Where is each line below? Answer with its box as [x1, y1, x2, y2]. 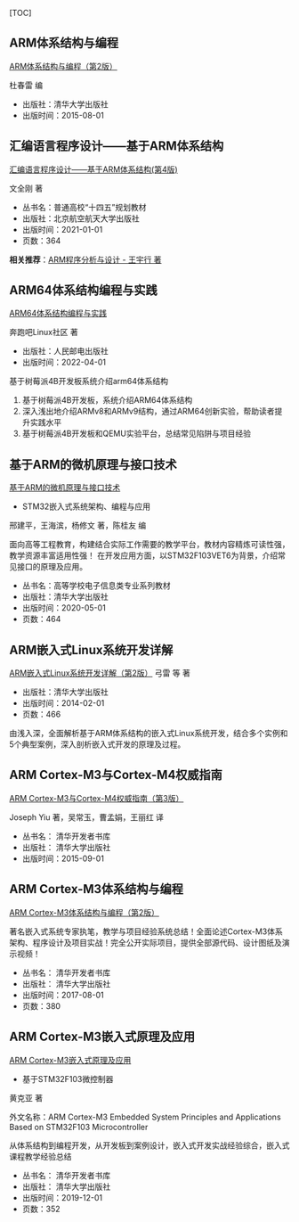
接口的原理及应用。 [16, 562, 87, 572]
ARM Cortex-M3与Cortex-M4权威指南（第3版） [9, 792, 184, 803]
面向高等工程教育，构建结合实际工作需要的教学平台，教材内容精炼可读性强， [9, 539, 290, 550]
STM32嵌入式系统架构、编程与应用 [21, 501, 151, 512]
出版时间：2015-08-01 [21, 110, 105, 120]
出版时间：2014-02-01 [21, 698, 105, 709]
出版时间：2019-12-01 [21, 1192, 103, 1202]
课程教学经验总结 [9, 1151, 72, 1161]
